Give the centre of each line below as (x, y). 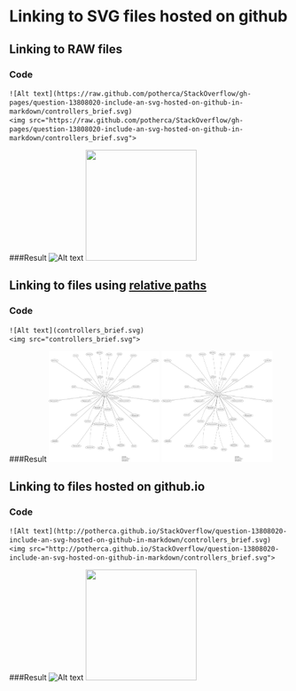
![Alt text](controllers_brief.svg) (77, 330)
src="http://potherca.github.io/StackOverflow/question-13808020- (154, 549)
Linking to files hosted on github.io (107, 487)
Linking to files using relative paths (108, 286)
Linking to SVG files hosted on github (148, 16)
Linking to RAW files (66, 49)
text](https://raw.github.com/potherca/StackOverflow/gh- (142, 94)
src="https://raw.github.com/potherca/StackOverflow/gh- (136, 120)
